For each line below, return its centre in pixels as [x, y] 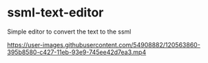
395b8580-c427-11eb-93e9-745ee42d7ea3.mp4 [77, 52]
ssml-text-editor [55, 13]
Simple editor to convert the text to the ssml [69, 32]
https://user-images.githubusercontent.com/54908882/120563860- [104, 45]
